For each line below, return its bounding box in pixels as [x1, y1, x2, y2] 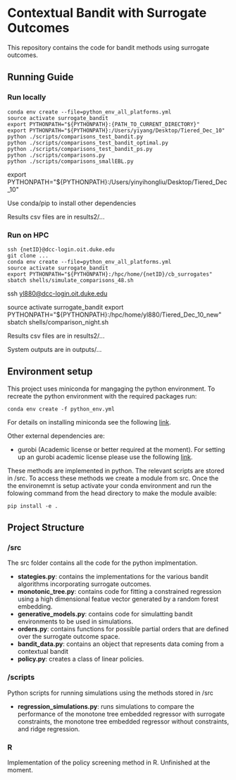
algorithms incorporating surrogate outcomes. [17, 580, 151, 588]
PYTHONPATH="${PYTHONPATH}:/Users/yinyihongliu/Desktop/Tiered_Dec [7, 178, 228, 186]
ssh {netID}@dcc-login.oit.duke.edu [7, 245, 115, 253]
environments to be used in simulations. [17, 617, 134, 626]
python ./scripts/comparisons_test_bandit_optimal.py [7, 139, 169, 146]
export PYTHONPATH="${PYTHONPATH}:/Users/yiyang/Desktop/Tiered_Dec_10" [7, 127, 225, 134]
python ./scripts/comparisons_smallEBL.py [7, 157, 134, 165]
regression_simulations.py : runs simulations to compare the [17, 702, 195, 710]
